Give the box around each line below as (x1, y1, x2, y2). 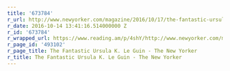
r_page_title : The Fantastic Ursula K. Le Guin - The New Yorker (7, 48, 197, 55)
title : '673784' (7, 9, 53, 17)
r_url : (7, 16, 26, 23)
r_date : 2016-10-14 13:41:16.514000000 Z (7, 22, 127, 29)
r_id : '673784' (7, 28, 51, 36)
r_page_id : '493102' (7, 41, 66, 48)
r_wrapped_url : (7, 35, 51, 42)
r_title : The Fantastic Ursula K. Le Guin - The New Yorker (7, 54, 183, 61)
